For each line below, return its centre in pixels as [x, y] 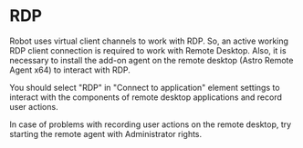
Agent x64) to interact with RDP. [70, 70]
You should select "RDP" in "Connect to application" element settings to [145, 87]
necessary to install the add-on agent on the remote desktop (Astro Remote [151, 60]
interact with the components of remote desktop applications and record [146, 97]
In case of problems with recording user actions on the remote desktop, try [151, 124]
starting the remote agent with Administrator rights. [106, 133]
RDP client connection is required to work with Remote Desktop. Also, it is [148, 50]
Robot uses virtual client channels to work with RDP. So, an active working [149, 41]
